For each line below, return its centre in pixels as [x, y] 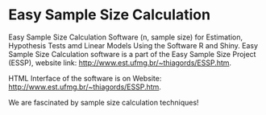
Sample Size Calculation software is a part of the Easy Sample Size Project [132, 54]
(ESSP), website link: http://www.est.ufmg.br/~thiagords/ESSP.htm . [120, 63]
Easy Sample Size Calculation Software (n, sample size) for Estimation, [126, 37]
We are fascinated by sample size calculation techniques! [104, 102]
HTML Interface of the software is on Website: [85, 78]
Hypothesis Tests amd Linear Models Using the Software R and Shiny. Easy [133, 45]
